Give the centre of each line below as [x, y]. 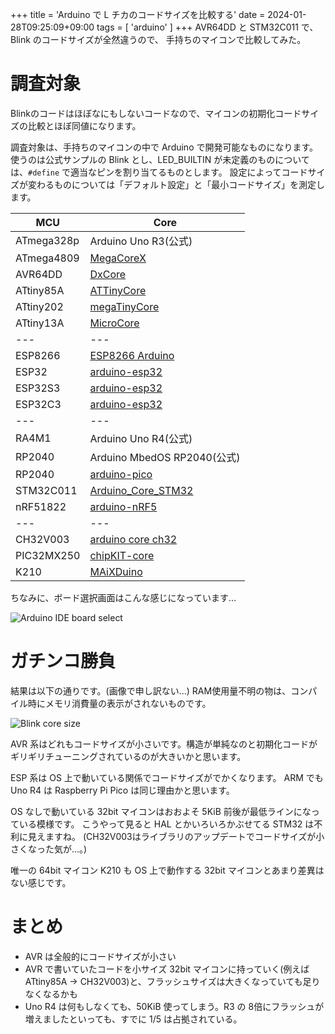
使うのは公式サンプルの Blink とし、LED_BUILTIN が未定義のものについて [160, 159]
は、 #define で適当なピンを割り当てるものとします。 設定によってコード [159, 172]
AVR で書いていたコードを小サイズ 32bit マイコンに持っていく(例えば [167, 969]
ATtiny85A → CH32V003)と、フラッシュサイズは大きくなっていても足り [172, 981]
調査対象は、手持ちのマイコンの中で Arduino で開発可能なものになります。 [164, 147]
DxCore [108, 274]
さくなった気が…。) [49, 849]
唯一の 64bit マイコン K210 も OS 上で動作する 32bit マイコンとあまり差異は [167, 870]
